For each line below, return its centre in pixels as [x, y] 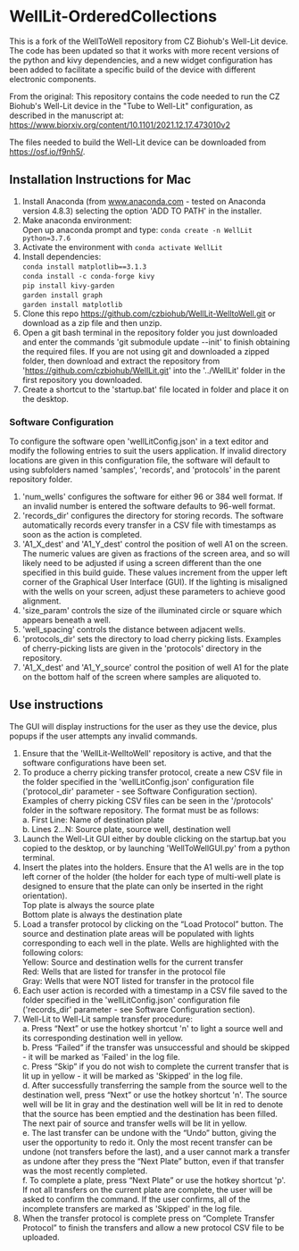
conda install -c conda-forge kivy [88, 276]
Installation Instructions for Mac [100, 180]
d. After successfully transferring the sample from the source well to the [155, 1085]
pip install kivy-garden [68, 286]
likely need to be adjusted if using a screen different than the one [141, 563]
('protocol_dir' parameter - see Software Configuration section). [140, 791]
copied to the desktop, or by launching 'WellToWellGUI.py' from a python [156, 848]
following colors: [53, 952]
